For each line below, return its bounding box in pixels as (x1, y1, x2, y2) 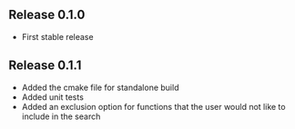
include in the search (21, 111, 101, 122)
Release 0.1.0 (8, 7, 86, 23)
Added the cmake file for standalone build (21, 82, 179, 93)
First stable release (21, 31, 94, 42)
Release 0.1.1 (8, 58, 82, 74)
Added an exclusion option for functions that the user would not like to (21, 101, 286, 112)
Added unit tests (21, 91, 84, 103)
